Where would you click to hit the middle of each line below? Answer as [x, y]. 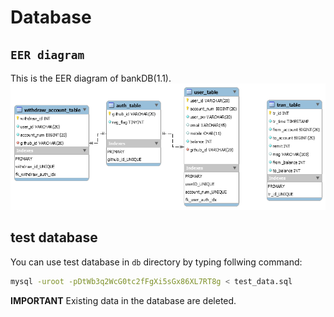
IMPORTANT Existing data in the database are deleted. [123, 300]
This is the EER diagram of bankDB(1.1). [91, 78]
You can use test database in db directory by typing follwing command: [156, 262]
